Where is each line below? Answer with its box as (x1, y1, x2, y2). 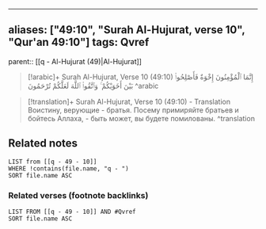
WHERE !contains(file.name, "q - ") (8, 164, 129, 173)
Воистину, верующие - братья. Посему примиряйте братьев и (27, 105, 239, 115)
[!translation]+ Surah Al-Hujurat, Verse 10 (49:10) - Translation (27, 97, 231, 106)
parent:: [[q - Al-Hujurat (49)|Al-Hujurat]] (8, 56, 142, 66)
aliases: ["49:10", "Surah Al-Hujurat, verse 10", (8, 23, 245, 36)
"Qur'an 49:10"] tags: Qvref (8, 36, 150, 49)
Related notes (8, 136, 78, 151)
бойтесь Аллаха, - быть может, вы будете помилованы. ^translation (27, 113, 256, 123)
